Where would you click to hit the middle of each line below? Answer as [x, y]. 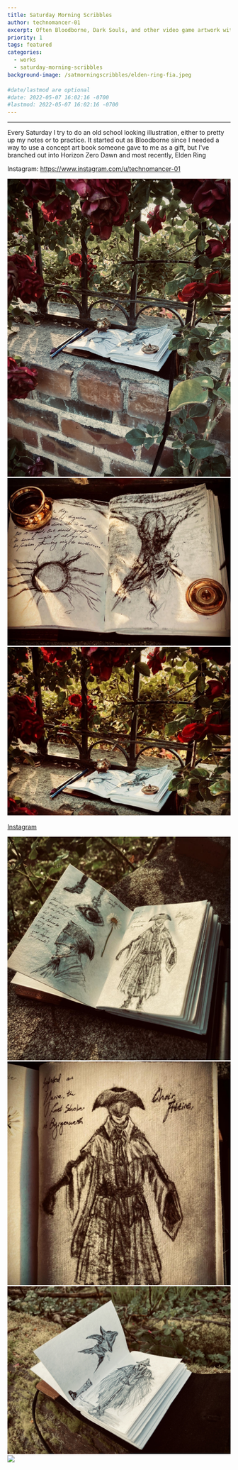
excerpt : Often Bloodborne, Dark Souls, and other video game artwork [114, 30]
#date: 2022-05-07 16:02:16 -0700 [58, 97]
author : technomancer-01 [44, 22]
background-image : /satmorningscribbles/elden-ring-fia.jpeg [100, 74]
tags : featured [30, 45]
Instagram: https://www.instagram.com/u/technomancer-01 [94, 169]
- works [25, 60]
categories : [25, 52]
